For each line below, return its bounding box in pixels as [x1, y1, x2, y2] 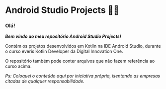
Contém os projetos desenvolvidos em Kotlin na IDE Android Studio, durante [5, 43, 161, 49]
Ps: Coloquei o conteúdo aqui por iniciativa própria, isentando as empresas [5, 73, 161, 79]
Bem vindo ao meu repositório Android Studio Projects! [5, 33, 122, 39]
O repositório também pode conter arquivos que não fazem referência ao [5, 58, 155, 64]
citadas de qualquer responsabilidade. [5, 78, 84, 84]
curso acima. [5, 63, 32, 69]
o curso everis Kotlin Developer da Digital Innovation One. [5, 48, 123, 54]
